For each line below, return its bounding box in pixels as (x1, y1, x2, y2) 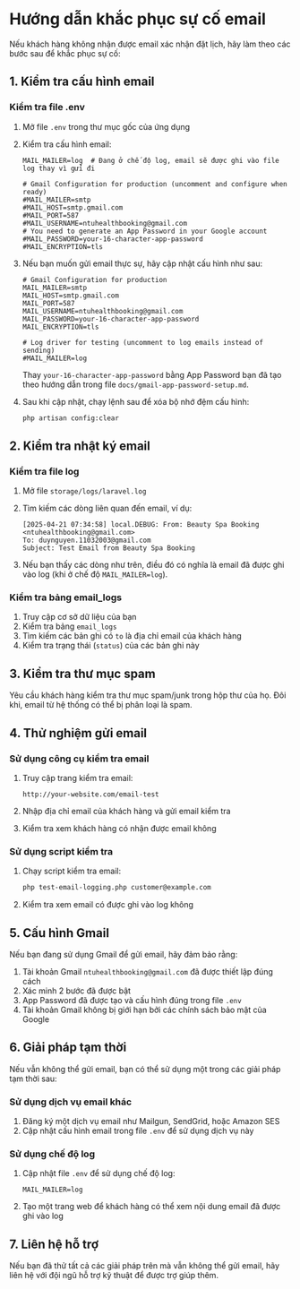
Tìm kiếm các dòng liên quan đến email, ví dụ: (21, 503, 193, 514)
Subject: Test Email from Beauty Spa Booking (21, 544, 195, 553)
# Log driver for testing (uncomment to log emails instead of (21, 338, 264, 347)
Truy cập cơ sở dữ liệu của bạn (21, 612, 137, 623)
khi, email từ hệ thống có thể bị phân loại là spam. (9, 700, 193, 710)
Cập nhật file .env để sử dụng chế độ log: (21, 1168, 176, 1179)
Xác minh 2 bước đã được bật (21, 985, 132, 996)
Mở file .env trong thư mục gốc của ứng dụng (21, 121, 191, 132)
